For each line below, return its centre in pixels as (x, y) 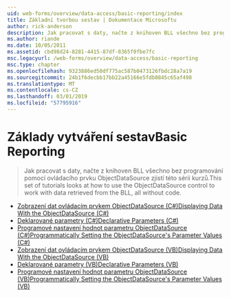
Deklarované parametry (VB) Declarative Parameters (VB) (98, 264)
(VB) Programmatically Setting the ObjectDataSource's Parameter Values (119, 278)
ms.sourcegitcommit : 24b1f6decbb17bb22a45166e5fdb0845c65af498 (100, 77)
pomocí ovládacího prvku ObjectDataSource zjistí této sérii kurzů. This (123, 178)
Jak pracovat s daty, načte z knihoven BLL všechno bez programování (123, 170)
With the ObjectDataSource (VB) (63, 257)
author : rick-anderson (40, 26)
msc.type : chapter (33, 65)
